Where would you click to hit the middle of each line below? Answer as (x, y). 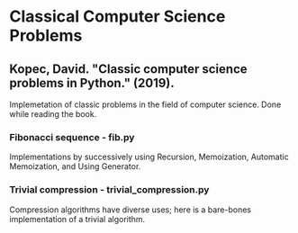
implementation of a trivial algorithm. (77, 219)
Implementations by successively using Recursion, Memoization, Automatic (149, 157)
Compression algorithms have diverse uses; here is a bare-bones (131, 210)
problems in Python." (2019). (92, 83)
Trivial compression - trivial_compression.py (109, 190)
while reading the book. (53, 114)
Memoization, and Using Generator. (75, 166)
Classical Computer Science (117, 17)
